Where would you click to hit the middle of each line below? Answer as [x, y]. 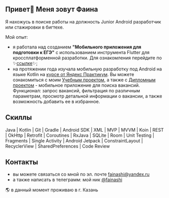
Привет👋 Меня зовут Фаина [52, 9]
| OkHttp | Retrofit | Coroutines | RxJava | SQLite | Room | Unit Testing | [80, 135]
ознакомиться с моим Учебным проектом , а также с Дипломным [84, 80]
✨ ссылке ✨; [25, 63]
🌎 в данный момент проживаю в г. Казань [52, 190]
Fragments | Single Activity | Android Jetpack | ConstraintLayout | [74, 140]
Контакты [22, 162]
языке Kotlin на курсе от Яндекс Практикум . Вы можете [73, 74]
